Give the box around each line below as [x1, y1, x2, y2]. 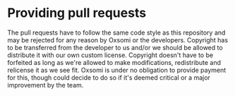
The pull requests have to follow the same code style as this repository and [7, 28, 226, 37]
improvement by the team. [7, 80, 84, 89]
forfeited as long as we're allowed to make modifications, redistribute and [7, 58, 221, 66]
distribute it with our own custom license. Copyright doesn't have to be [7, 51, 214, 59]
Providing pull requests [7, 5, 147, 21]
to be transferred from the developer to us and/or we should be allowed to [7, 43, 224, 52]
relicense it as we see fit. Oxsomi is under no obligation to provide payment [7, 66, 227, 74]
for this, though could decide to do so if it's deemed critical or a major [7, 73, 210, 82]
